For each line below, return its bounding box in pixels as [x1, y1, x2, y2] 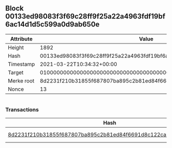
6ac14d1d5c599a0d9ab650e [5, 20, 100, 29]
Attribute [10, 35, 33, 43]
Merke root [8, 77, 35, 84]
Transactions [5, 106, 39, 113]
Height [8, 44, 24, 51]
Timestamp [8, 60, 35, 68]
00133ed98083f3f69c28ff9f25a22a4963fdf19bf [5, 12, 165, 21]
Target [8, 69, 24, 76]
